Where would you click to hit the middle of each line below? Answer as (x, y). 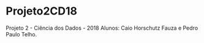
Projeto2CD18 (42, 11)
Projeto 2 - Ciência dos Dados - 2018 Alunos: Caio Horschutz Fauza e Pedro (102, 28)
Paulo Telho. (21, 34)
